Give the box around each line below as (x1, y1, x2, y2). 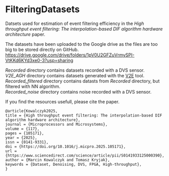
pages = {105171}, (5, 131, 44, 136)
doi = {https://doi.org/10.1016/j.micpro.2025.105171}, (5, 144, 126, 149)
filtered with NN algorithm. (5, 83, 61, 90)
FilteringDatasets (5, 4, 80, 15)
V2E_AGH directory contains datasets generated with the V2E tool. (5, 72, 145, 78)
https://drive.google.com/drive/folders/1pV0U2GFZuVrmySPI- (5, 52, 134, 58)
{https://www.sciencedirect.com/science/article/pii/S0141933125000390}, (5, 153, 165, 158)
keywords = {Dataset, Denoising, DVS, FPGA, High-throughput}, (5, 162, 142, 167)
